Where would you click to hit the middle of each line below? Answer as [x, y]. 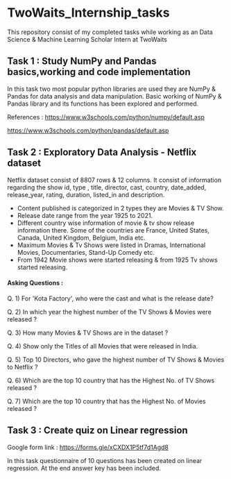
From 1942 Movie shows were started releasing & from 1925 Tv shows [117, 260]
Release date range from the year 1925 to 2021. [85, 215]
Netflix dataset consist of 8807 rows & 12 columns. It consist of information [114, 180]
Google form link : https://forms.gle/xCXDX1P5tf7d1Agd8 [88, 447]
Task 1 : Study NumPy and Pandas [82, 61]
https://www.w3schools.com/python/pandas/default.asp [88, 131]
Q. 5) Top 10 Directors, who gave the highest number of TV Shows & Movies [116, 360]
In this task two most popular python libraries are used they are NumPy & [112, 89]
